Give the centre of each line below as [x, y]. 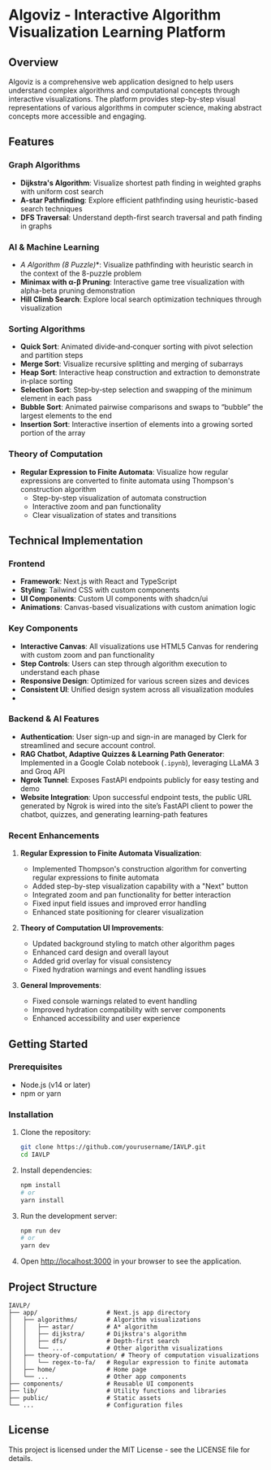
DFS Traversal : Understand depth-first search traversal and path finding [141, 217]
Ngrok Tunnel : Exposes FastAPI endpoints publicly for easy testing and [140, 780]
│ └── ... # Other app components [97, 1376]
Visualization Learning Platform [117, 32]
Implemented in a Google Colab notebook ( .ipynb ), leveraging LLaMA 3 [140, 763]
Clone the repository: [56, 1133]
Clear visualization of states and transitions [104, 515]
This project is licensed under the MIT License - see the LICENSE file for [129, 1450]
